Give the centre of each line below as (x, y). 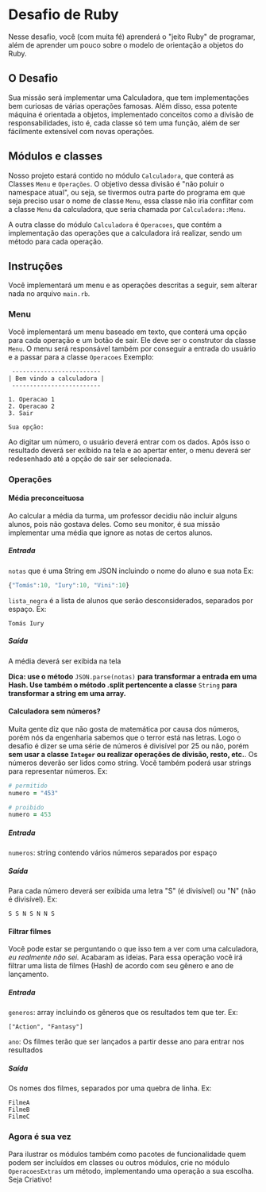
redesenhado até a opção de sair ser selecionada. (90, 459)
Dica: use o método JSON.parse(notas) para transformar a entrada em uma (133, 676)
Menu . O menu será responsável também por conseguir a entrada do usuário (132, 348)
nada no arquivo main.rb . (49, 294)
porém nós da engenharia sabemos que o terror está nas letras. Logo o (125, 737)
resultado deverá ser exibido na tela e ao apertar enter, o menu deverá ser (130, 450)
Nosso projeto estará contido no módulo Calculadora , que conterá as (121, 175)
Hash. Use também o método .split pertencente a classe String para (123, 685)
